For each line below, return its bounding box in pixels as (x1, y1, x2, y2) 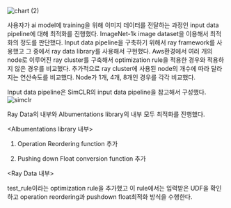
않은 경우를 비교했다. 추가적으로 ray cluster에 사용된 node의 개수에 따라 (14, 65, 210, 72)
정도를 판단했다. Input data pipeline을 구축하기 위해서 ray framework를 (19, 38, 216, 47)
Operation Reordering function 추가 (17, 140, 118, 147)
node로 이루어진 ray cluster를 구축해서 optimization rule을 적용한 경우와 (7, 56, 206, 64)
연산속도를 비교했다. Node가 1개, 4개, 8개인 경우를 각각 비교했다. (19, 73, 196, 81)
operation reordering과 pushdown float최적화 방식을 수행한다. (19, 193, 193, 201)
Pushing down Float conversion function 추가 (17, 154, 146, 163)
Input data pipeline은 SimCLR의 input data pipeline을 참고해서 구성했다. (7, 88, 207, 96)
